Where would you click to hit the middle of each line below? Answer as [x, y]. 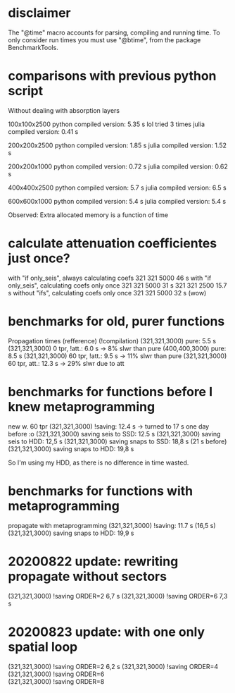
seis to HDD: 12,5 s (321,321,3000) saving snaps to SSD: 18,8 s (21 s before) [118, 441]
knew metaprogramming [82, 406]
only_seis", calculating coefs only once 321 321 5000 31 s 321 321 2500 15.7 [118, 285]
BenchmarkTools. [33, 47]
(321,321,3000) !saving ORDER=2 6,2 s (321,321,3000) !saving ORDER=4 [113, 666]
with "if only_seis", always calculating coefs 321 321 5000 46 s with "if [110, 278]
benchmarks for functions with [100, 491]
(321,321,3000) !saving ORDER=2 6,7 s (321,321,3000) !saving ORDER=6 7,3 [118, 596]
